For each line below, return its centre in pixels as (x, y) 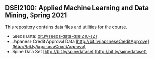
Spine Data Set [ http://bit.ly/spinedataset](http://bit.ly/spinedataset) (79, 51)
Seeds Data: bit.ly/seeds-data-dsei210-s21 (54, 36)
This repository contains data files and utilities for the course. (66, 27)
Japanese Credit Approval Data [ (45, 41)
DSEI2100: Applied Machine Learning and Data (77, 8)
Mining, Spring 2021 (36, 16)
